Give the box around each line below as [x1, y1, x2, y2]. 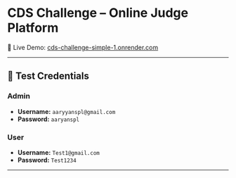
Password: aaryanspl [17, 115, 80, 123]
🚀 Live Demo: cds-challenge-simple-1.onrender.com [7, 43, 159, 51]
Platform [7, 20, 59, 36]
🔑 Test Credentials [7, 70, 89, 82]
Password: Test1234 [17, 155, 77, 164]
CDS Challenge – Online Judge [7, 5, 188, 21]
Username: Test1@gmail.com [17, 148, 100, 156]
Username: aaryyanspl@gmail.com [17, 107, 116, 115]
